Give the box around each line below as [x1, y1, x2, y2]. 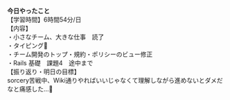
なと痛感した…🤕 [7, 85, 53, 93]
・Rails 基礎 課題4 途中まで [7, 59, 94, 67]
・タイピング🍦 [7, 42, 48, 49]
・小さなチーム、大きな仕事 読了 [7, 33, 105, 41]
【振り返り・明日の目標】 [7, 67, 80, 76]
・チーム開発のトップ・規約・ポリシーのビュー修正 [7, 50, 153, 58]
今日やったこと [7, 7, 50, 15]
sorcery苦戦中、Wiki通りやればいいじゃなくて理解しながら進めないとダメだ [7, 76, 223, 84]
